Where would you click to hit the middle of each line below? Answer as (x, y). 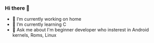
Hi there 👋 (17, 8)
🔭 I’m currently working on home (47, 19)
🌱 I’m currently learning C (39, 24)
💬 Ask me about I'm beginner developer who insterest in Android (81, 30)
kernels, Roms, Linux (34, 35)
